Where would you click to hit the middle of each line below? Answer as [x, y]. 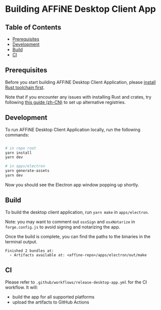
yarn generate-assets [27, 171]
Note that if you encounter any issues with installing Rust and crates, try [78, 97]
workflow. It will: [22, 287]
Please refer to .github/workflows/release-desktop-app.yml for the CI [76, 282]
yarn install [19, 153]
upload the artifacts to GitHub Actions [51, 302]
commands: [17, 135]
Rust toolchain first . [25, 87]
